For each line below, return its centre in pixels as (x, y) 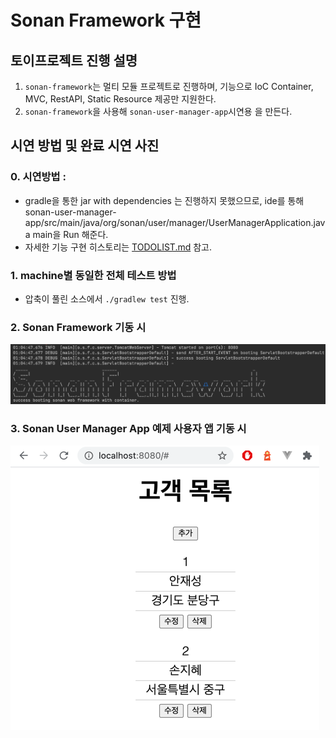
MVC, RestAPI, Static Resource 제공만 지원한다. (120, 99)
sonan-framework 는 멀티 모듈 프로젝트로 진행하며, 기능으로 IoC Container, (169, 86)
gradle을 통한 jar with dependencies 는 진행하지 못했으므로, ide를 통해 (164, 200)
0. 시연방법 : (38, 177)
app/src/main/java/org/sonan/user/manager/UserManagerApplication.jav (175, 222)
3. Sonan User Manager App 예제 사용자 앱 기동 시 (128, 428)
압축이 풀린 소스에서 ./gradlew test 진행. (107, 298)
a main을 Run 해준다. (66, 234)
